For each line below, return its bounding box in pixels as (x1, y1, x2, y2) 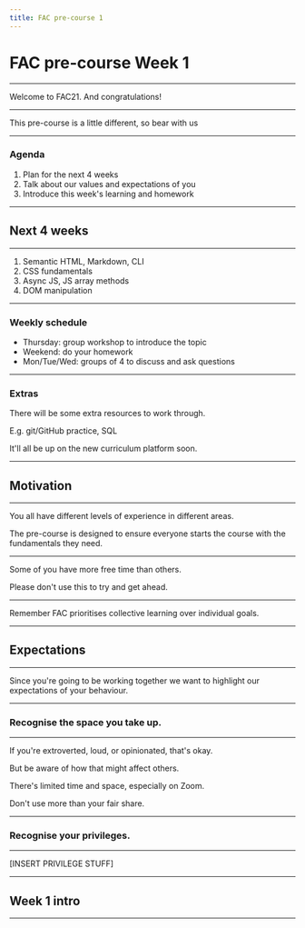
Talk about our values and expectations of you (22, 178, 197, 189)
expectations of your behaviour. (9, 684, 129, 695)
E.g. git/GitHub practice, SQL (9, 425, 118, 436)
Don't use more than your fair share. (9, 798, 145, 809)
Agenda (9, 148, 45, 161)
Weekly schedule (9, 315, 88, 328)
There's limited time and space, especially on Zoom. (9, 781, 205, 792)
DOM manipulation (22, 284, 93, 295)
